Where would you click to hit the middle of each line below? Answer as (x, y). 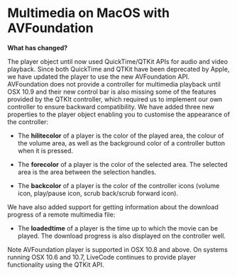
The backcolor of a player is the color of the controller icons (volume (118, 185)
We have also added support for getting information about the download (113, 206)
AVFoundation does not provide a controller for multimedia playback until (114, 84)
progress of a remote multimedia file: (61, 214)
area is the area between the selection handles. (87, 172)
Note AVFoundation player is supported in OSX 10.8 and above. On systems (118, 249)
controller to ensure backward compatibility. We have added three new (111, 106)
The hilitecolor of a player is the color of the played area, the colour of (121, 136)
